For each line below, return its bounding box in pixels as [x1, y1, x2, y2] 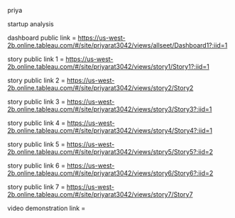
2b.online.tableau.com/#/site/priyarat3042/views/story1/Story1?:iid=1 [7, 62, 209, 70]
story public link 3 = [7, 97, 66, 106]
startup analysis [7, 20, 55, 28]
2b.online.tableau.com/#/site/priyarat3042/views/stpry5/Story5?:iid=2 [7, 148, 214, 156]
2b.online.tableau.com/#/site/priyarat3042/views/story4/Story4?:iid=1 [7, 126, 213, 134]
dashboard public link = [7, 33, 77, 42]
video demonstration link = [7, 204, 86, 212]
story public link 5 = [7, 140, 65, 148]
